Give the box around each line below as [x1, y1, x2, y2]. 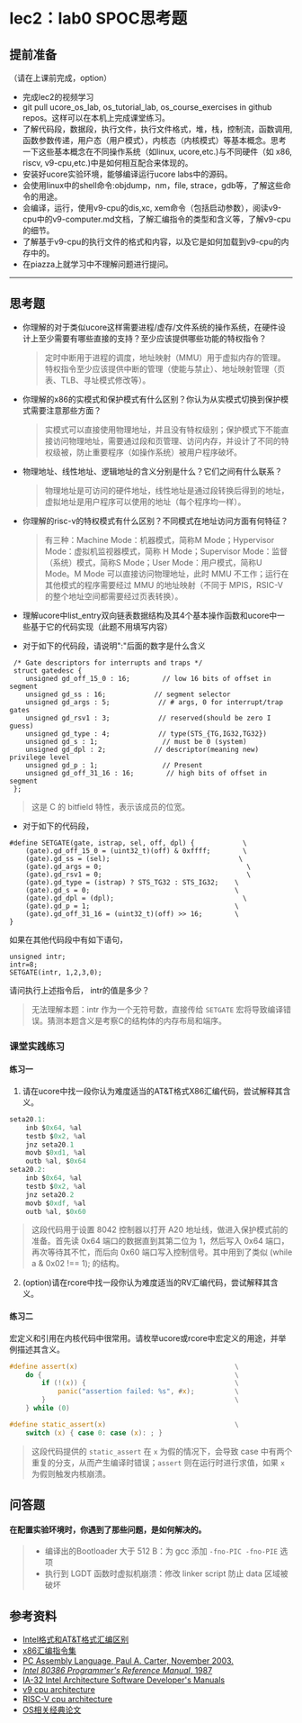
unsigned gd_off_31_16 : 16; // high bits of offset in [25, 768, 268, 777]
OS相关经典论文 [22, 1704, 82, 1716]
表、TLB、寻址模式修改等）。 [44, 375, 151, 385]
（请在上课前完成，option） [9, 73, 112, 83]
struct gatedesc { [13, 666, 83, 676]
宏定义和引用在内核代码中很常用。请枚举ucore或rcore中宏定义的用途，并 [9, 1332, 279, 1343]
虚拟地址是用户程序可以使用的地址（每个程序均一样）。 [44, 496, 246, 507]
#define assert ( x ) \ [9, 1362, 240, 1371]
